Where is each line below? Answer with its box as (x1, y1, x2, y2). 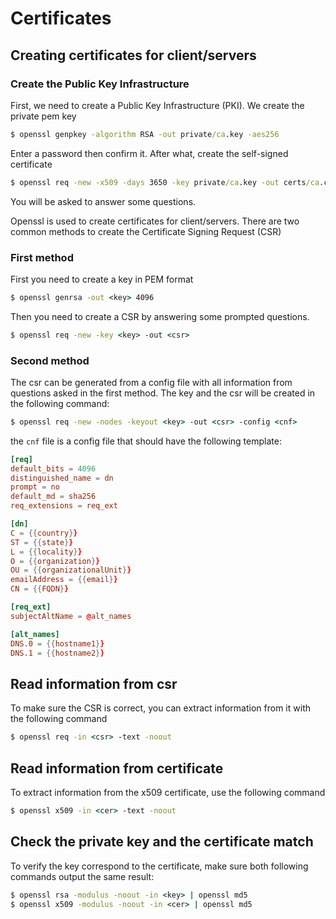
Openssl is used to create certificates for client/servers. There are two (10, 215, 300, 227)
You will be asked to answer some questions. (10, 195, 197, 207)
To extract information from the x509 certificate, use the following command (10, 786, 326, 798)
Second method (10, 353, 90, 367)
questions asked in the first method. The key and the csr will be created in (10, 387, 316, 399)
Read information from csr (10, 675, 178, 692)
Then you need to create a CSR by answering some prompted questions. (10, 310, 310, 322)
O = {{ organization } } (10, 556, 101, 566)
